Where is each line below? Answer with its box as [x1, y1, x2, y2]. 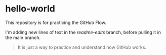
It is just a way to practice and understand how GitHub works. [17, 44, 147, 50]
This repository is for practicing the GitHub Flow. [5, 19, 106, 25]
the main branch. [5, 34, 40, 40]
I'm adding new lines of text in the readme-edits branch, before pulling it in [5, 29, 161, 35]
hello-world [5, 3, 56, 14]
